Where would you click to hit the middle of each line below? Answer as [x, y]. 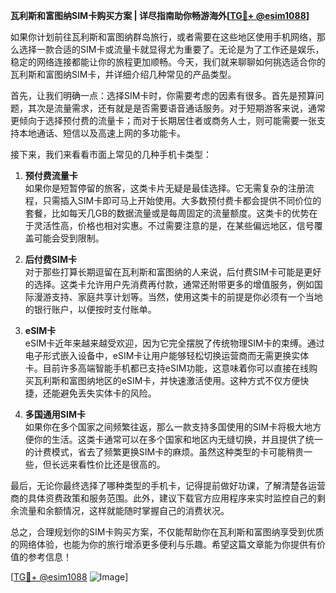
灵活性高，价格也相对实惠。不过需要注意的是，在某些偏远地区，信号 [174, 225]
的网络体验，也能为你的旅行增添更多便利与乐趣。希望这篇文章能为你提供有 [163, 544]
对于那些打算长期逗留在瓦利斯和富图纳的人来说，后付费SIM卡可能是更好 [173, 272]
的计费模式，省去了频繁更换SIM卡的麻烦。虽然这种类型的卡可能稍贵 [164, 452]
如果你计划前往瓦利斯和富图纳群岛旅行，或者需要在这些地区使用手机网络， [163, 37]
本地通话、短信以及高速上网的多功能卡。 [102, 133]
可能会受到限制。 [69, 238]
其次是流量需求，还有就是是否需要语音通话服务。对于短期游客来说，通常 [176, 108]
